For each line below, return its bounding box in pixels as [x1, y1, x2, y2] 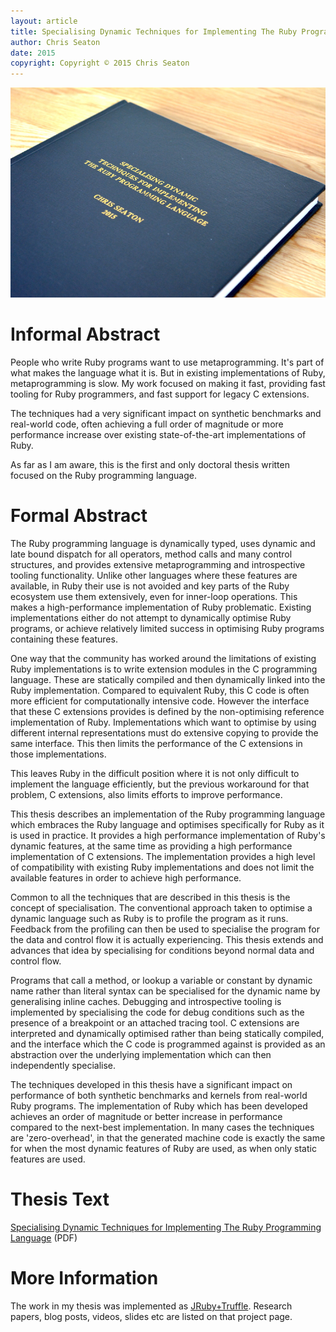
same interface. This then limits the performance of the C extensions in [10, 738, 303, 749]
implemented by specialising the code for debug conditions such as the [10, 1006, 305, 1018]
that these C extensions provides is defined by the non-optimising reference [10, 706, 325, 717]
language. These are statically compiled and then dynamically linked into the [10, 674, 326, 685]
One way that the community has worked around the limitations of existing [10, 653, 317, 664]
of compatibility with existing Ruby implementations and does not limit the [10, 861, 315, 873]
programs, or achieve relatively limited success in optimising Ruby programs [10, 623, 325, 634]
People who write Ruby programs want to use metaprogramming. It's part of [10, 356, 325, 369]
